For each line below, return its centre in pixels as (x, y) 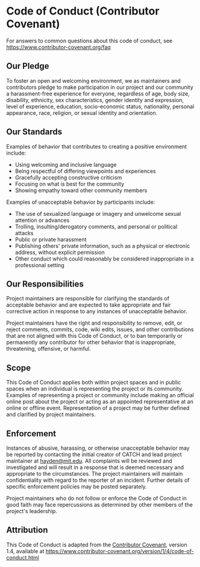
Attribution (27, 530)
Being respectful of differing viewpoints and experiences (85, 171)
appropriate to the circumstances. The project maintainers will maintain (95, 474)
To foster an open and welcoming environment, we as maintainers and (93, 80)
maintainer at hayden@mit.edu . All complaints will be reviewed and (89, 461)
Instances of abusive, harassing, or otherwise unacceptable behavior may (98, 448)
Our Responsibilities (45, 284)
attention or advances (42, 220)
